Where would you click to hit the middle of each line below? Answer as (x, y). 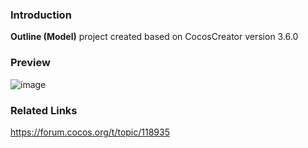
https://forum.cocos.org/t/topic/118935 (90, 132)
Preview (30, 63)
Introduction (41, 15)
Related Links (44, 110)
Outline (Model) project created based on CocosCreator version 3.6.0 (154, 37)
